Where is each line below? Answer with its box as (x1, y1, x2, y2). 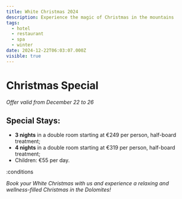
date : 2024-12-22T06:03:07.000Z (6, 48, 86, 54)
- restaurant (11, 31, 44, 37)
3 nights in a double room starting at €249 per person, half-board (14, 132, 177, 139)
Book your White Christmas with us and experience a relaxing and (6, 180, 170, 187)
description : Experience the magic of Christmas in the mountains (6, 14, 174, 20)
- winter (11, 42, 33, 48)
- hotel (11, 25, 31, 32)
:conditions (6, 168, 34, 176)
